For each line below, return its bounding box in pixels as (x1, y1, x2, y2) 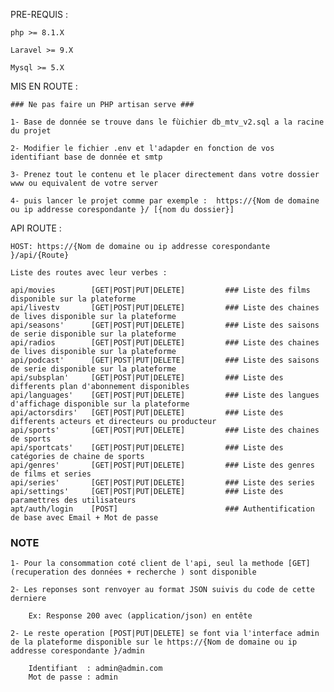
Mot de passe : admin (28, 672, 118, 683)
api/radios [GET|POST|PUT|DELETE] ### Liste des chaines (10, 338, 320, 348)
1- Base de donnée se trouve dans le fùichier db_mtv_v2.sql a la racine (10, 117, 325, 127)
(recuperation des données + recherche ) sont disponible (10, 567, 257, 578)
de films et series (10, 469, 92, 479)
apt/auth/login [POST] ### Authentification (10, 504, 315, 514)
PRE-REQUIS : (10, 9, 69, 20)
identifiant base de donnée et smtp (10, 152, 163, 162)
